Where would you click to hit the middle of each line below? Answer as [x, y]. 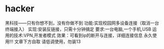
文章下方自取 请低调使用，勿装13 [48, 41]
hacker [20, 9]
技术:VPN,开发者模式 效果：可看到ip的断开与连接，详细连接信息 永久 [83, 35]
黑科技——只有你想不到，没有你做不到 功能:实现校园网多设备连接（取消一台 [82, 23]
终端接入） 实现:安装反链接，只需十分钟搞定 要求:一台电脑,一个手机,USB [78, 29]
